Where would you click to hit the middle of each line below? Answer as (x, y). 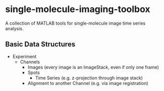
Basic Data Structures (40, 44)
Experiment (24, 56)
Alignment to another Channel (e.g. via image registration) (88, 83)
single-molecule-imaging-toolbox (78, 9)
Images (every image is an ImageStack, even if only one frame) (93, 67)
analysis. (14, 28)
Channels (30, 62)
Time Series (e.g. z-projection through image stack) (89, 78)
